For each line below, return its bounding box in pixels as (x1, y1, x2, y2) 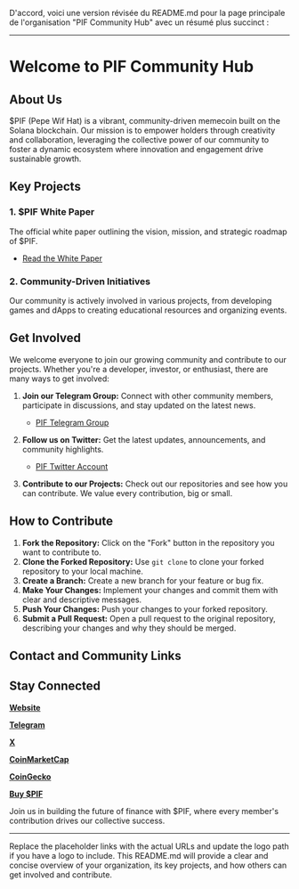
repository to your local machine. (21, 566, 144, 576)
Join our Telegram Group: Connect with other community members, (21, 390, 274, 401)
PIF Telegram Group (35, 417, 109, 428)
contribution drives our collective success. (9, 815, 166, 826)
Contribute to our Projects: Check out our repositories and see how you (21, 478, 288, 489)
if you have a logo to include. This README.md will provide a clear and (9, 850, 269, 860)
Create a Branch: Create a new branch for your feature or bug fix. (21, 575, 264, 586)
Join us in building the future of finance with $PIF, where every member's (9, 805, 279, 816)
